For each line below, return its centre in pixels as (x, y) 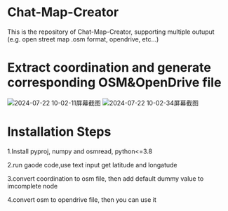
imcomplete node (33, 186)
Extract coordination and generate (109, 68)
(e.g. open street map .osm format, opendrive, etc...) (83, 39)
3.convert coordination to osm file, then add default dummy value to (106, 178)
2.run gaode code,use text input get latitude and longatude (92, 165)
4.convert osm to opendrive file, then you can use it (82, 199)
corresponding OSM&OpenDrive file (114, 83)
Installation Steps (59, 132)
